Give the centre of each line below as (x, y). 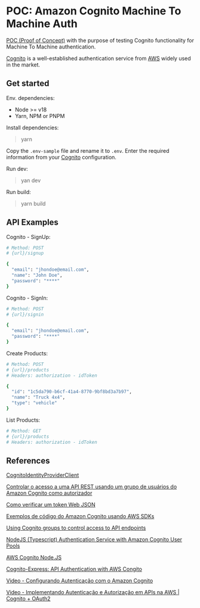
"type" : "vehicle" (35, 403)
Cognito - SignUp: (28, 237)
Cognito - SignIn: (27, 298)
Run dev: (17, 168)
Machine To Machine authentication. (51, 47)
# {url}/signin (25, 314)
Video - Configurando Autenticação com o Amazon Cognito (80, 581)
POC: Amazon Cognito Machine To (94, 11)
